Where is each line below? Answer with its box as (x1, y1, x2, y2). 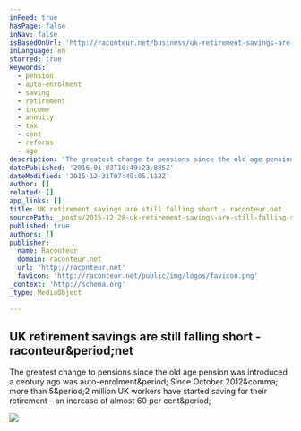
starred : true (9, 55, 63, 64)
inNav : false (9, 30, 58, 39)
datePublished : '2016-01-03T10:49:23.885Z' (9, 163, 175, 172)
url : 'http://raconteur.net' (17, 263, 126, 272)
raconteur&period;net (9, 342, 134, 358)
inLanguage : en (9, 47, 66, 56)
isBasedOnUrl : (9, 38, 63, 47)
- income (17, 105, 50, 114)
